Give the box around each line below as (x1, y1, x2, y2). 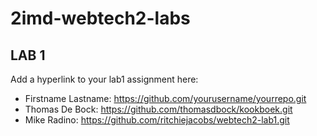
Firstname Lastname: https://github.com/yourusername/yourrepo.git (24, 93, 307, 104)
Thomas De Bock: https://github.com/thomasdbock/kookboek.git (24, 103, 293, 115)
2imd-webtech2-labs (10, 7, 191, 30)
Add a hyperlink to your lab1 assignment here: (10, 73, 199, 85)
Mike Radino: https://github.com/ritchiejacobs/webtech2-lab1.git (24, 114, 290, 126)
